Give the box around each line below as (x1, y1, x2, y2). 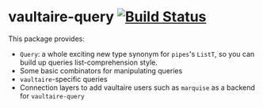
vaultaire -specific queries (19, 74, 109, 84)
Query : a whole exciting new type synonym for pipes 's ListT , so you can (19, 49, 255, 58)
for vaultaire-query (19, 91, 85, 100)
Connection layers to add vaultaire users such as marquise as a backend (19, 83, 256, 92)
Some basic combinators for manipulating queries (19, 65, 183, 75)
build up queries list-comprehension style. (19, 58, 158, 67)
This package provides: (8, 34, 85, 43)
